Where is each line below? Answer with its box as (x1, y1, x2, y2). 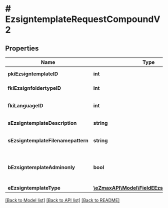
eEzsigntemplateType (7, 185, 61, 191)
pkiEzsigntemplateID (7, 70, 58, 77)
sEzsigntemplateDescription (7, 120, 77, 126)
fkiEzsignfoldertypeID (7, 85, 61, 91)
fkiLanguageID (7, 102, 43, 109)
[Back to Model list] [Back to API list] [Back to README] (5, 198, 120, 203)
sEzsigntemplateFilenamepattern (7, 137, 89, 144)
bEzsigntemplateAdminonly (7, 164, 75, 171)
